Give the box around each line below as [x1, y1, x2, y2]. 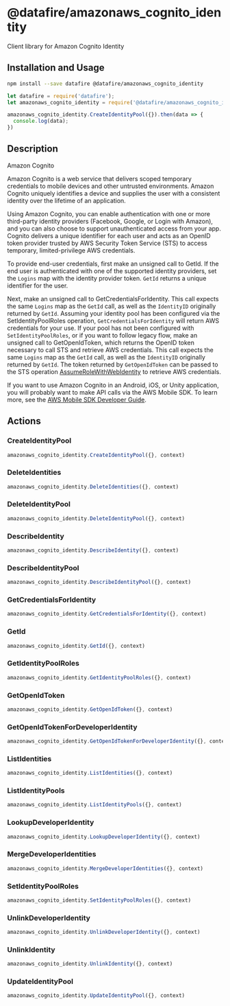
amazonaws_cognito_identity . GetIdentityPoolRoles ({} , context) [7, 674, 192, 681]
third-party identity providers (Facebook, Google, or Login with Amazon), [7, 217, 214, 225]
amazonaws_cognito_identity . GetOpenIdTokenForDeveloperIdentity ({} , [7, 738, 207, 745]
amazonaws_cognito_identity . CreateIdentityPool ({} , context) [7, 452, 186, 458]
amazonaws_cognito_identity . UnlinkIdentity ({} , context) [7, 961, 173, 968]
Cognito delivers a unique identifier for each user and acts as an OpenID [7, 231, 211, 239]
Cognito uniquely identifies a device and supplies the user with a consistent [7, 189, 220, 197]
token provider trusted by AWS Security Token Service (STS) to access [7, 239, 207, 247]
